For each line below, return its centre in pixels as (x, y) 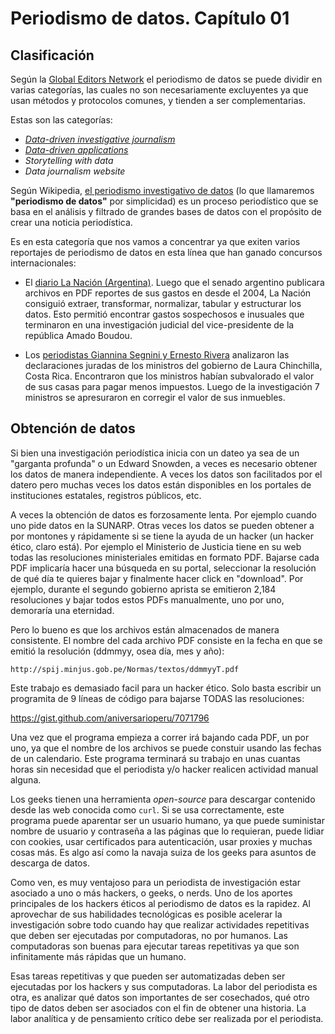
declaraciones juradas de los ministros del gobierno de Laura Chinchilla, (173, 365)
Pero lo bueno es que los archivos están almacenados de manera (145, 629)
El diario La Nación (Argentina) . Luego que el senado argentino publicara (174, 282)
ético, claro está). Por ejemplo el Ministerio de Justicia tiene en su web (156, 546)
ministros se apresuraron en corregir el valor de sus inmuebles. (155, 397)
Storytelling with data (69, 160)
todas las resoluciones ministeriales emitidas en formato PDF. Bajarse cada (165, 557)
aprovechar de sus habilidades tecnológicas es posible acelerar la (146, 914)
